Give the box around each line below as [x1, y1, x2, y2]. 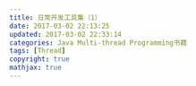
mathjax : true [9, 64, 63, 73]
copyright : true [9, 55, 70, 64]
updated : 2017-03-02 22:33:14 [9, 30, 123, 39]
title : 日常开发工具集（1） [9, 13, 102, 22]
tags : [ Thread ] [9, 47, 66, 56]
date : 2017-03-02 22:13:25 [9, 21, 110, 30]
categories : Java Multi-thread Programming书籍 [9, 38, 188, 47]
